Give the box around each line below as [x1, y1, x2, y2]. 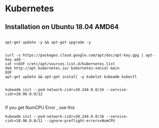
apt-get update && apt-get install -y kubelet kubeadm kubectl [5, 74, 137, 79]
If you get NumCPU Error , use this [5, 104, 75, 110]
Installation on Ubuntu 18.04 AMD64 [5, 23, 119, 31]
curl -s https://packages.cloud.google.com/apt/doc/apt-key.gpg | [5, 53, 144, 58]
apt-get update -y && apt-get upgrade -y [5, 40, 91, 45]
